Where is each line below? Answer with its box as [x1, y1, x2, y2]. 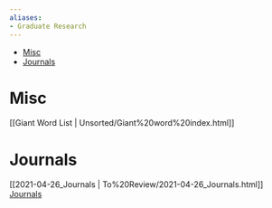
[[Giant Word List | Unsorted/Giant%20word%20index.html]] [9, 118, 235, 128]
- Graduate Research [9, 22, 88, 31]
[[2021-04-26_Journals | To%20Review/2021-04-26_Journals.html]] [9, 179, 264, 190]
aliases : [9, 13, 42, 23]
